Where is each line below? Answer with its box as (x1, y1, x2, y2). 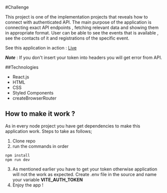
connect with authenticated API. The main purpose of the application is (5, 19, 151, 25)
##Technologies (5, 64, 39, 70)
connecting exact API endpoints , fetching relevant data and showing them (5, 24, 159, 30)
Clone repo (12, 137, 36, 144)
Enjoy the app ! (12, 182, 43, 188)
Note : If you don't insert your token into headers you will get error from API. (5, 54, 162, 60)
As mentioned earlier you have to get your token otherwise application (12, 166, 157, 172)
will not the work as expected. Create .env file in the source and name (12, 171, 156, 177)
